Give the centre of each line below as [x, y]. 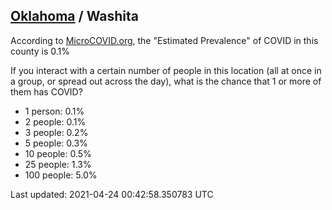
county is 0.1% [40, 51]
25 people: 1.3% [58, 164]
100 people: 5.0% [61, 175]
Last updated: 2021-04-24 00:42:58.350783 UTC [112, 194]
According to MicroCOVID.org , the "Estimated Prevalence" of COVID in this [164, 40]
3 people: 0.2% [56, 132]
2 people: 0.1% [55, 121]
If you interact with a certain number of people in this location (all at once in [166, 70]
